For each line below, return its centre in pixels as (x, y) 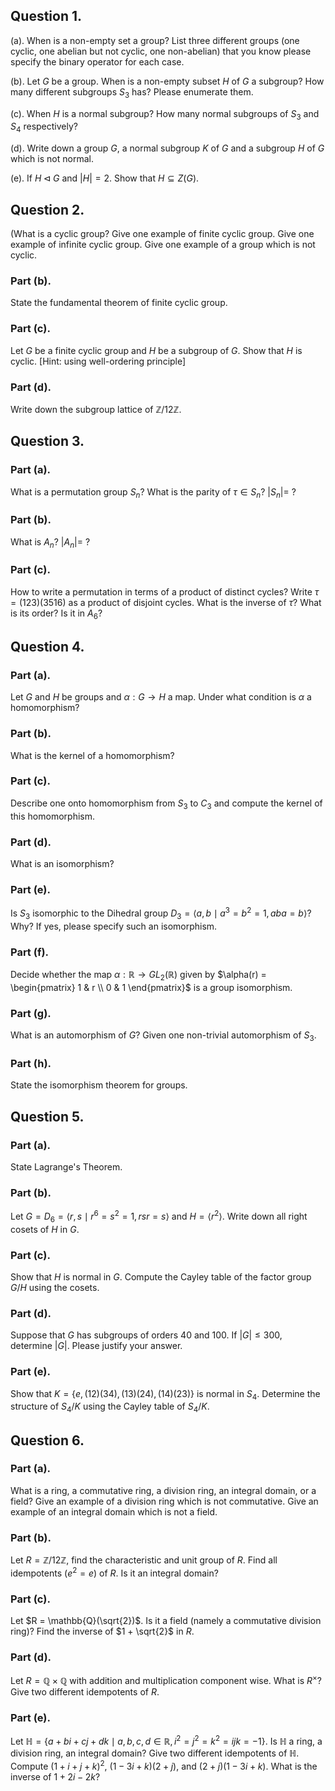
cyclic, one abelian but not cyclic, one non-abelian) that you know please (161, 51)
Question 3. (47, 441)
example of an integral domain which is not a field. (114, 1511)
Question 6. (47, 1440)
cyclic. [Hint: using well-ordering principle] (98, 361)
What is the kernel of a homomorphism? (92, 755)
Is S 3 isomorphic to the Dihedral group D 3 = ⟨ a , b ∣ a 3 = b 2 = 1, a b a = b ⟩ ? (161, 913)
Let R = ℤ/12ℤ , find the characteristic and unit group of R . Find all (144, 1560)
